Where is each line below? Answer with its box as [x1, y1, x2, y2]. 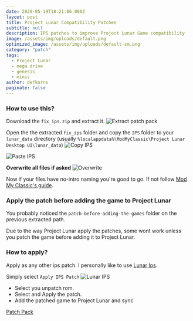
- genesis [11, 69, 35, 75]
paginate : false [6, 85, 46, 91]
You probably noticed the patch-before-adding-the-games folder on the [6, 210, 177, 217]
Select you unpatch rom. [14, 284, 75, 291]
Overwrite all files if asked [6, 164, 72, 171]
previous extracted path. [6, 216, 66, 223]
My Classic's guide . [6, 182, 54, 189]
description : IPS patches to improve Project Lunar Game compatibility [6, 31, 185, 36]
